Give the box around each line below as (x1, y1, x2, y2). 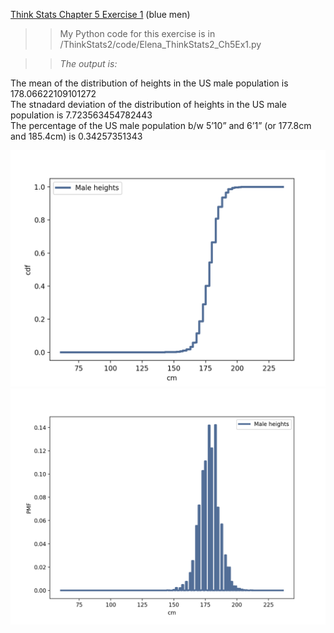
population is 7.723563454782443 (10, 109, 153, 121)
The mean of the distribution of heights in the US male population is (10, 77, 289, 89)
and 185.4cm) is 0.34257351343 (10, 130, 143, 142)
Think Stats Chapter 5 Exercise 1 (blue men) (10, 9, 191, 20)
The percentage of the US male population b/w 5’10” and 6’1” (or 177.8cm (10, 120, 312, 131)
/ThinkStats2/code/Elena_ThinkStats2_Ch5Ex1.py (59, 39, 262, 50)
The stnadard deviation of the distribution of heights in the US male (10, 99, 287, 110)
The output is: (59, 58, 118, 69)
